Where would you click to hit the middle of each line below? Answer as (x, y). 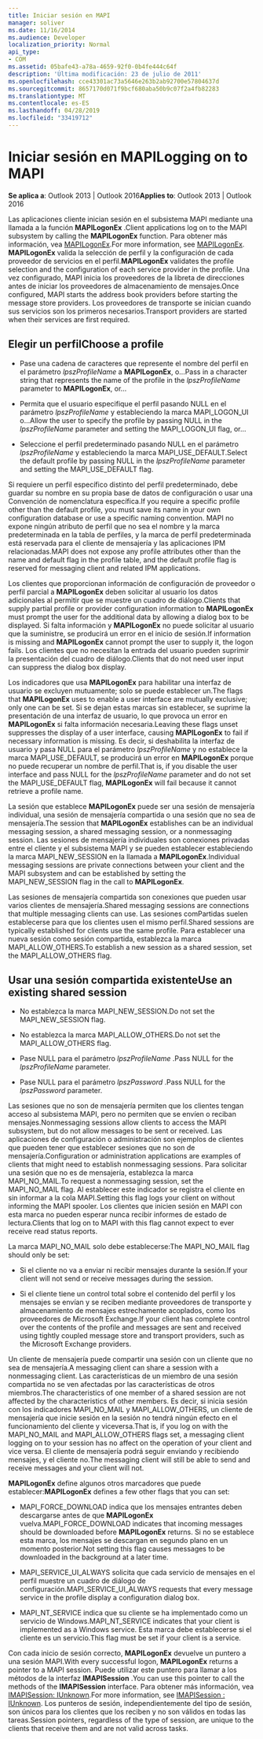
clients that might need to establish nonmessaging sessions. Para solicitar (128, 1164)
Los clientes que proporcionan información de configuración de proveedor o (132, 583)
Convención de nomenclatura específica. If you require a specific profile (124, 501)
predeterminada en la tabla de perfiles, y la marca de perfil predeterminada (130, 534)
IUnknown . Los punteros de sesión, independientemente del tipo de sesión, (130, 1704)
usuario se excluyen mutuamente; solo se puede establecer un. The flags (126, 691)
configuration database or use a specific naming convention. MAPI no (121, 517)
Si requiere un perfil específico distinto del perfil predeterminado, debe (123, 484)
